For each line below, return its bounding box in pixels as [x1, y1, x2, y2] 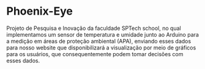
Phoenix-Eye [6, 4, 73, 18]
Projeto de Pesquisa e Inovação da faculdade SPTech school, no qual [6, 24, 182, 32]
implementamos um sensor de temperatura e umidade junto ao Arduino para [6, 31, 199, 38]
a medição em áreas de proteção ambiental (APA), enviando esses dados [6, 37, 192, 45]
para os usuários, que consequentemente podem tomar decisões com [6, 50, 184, 57]
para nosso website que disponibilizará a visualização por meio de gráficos [6, 44, 196, 51]
